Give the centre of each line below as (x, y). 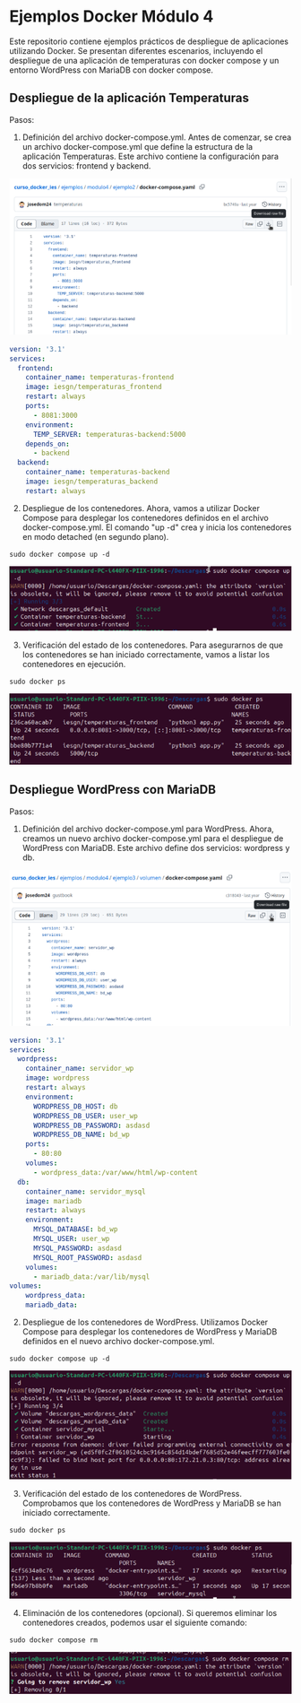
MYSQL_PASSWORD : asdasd (77, 1248)
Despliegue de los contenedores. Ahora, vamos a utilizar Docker (141, 508)
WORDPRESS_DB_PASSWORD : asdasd (91, 1125)
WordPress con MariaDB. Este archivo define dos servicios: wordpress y (156, 847)
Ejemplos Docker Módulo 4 (112, 17)
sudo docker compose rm (54, 1640)
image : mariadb (54, 1201)
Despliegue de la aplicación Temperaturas (129, 98)
